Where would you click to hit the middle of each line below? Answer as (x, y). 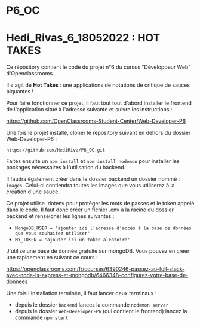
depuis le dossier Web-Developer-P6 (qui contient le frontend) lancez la (101, 311)
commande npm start (41, 317)
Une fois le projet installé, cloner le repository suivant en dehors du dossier (99, 133)
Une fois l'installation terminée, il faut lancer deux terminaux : (81, 293)
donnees (17, 281)
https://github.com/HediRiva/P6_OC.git (56, 150)
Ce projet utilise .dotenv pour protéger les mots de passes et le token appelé (100, 204)
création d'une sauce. (33, 192)
